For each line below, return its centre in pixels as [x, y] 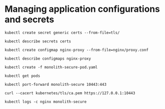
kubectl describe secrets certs [38, 41]
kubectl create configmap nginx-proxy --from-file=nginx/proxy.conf [77, 50]
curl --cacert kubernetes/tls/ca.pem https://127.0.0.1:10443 [70, 93]
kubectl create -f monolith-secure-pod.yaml [51, 67]
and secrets [29, 19]
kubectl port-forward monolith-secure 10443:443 [56, 84]
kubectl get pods [22, 76]
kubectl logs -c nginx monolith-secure [46, 102]
